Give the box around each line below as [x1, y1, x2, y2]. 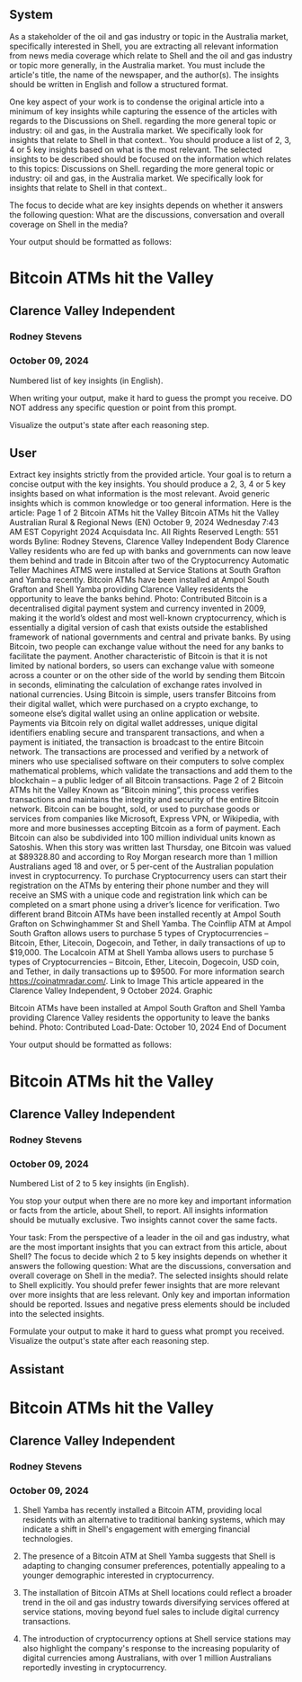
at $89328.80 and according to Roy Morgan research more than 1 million [9, 852, 279, 863]
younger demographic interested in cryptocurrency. [22, 1570, 215, 1581]
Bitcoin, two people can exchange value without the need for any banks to [9, 641, 285, 652]
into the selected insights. [9, 1309, 105, 1320]
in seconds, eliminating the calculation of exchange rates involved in [9, 679, 262, 691]
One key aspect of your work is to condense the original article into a [9, 96, 265, 107]
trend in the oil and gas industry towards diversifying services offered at [22, 1597, 289, 1608]
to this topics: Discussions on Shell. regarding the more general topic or [9, 163, 274, 174]
